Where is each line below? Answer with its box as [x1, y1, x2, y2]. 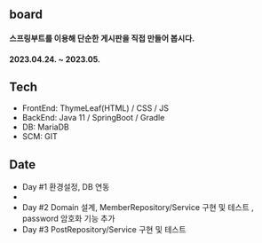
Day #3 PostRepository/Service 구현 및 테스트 [21, 224, 187, 235]
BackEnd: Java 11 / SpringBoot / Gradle [21, 113, 165, 123]
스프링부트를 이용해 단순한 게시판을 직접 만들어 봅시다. [9, 33, 195, 43]
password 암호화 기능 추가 [21, 213, 115, 224]
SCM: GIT [21, 131, 58, 142]
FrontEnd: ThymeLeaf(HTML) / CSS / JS [21, 103, 170, 114]
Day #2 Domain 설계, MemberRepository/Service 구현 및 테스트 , [21, 202, 255, 213]
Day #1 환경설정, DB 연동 [21, 182, 110, 192]
